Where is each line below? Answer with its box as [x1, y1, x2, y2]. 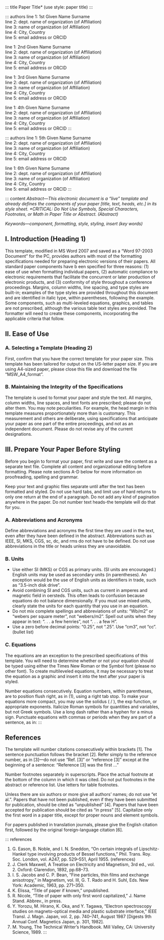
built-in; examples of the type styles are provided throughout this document [5, 289, 158, 296]
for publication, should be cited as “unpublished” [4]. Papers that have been [5, 802, 159, 808]
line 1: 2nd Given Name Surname [5, 44, 71, 49]
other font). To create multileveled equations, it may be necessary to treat [5, 668, 153, 674]
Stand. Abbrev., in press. [12, 898, 62, 904]
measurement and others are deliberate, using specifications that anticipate [5, 415, 158, 421]
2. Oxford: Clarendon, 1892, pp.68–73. [12, 867, 90, 873]
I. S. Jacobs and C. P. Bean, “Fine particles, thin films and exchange [12, 872, 149, 878]
